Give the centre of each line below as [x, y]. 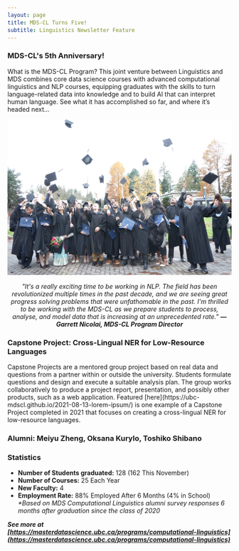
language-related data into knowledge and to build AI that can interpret [111, 94]
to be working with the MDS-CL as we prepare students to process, [119, 309]
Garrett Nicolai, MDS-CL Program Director [119, 324]
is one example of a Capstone [179, 404]
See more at [26, 525]
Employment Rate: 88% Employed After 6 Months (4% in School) [114, 495]
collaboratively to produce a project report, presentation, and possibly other [118, 389]
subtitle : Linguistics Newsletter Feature [71, 30]
